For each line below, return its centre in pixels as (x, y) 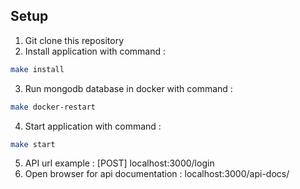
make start (33, 144)
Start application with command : (93, 126)
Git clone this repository (74, 40)
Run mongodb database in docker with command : (128, 88)
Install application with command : (95, 51)
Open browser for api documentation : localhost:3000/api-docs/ (157, 174)
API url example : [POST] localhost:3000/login (119, 163)
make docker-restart (53, 107)
